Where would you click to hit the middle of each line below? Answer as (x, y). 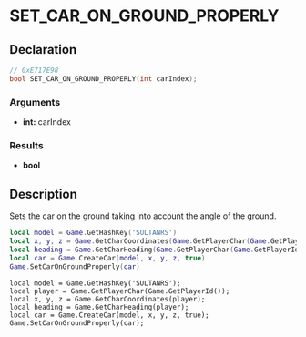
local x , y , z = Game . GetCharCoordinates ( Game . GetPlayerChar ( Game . (140, 241)
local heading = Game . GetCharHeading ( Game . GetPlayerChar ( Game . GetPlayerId (154, 250)
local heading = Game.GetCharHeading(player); (99, 307)
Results (26, 145)
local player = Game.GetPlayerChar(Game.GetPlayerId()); (120, 291)
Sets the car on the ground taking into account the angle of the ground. (143, 216)
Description (43, 194)
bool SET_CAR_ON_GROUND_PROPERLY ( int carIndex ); (103, 78)
